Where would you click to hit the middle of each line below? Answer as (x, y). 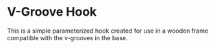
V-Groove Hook (52, 12)
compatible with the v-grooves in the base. (67, 37)
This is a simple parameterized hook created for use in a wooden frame (108, 31)
